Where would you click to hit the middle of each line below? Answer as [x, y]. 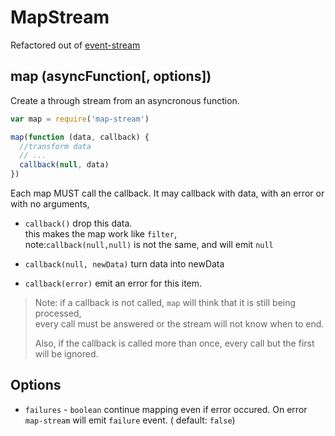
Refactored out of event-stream [75, 45]
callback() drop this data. [78, 223]
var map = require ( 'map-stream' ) [80, 119]
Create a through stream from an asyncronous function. [125, 100]
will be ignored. [66, 354]
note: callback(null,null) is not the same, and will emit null [149, 244]
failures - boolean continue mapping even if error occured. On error [166, 409]
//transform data [55, 146]
